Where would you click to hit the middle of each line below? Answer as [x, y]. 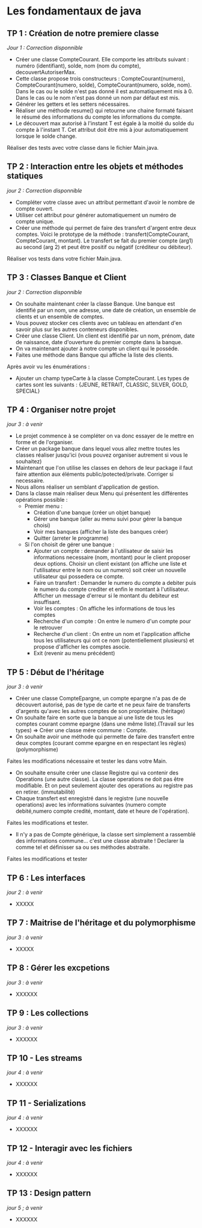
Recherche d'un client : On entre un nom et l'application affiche [112, 634]
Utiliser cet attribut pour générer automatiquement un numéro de [96, 215]
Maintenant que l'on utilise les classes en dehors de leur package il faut [104, 468]
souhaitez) [29, 461]
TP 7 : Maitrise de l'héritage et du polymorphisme [101, 923]
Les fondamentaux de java [74, 11]
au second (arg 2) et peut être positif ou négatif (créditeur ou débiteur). [104, 247]
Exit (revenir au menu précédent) [74, 653]
